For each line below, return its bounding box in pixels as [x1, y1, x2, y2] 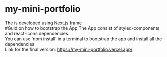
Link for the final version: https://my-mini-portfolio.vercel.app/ [5, 46, 133, 52]
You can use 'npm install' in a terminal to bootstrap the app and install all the [5, 36, 162, 42]
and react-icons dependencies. [5, 30, 70, 36]
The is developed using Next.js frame [5, 20, 82, 26]
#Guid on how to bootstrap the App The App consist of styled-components [5, 25, 160, 31]
